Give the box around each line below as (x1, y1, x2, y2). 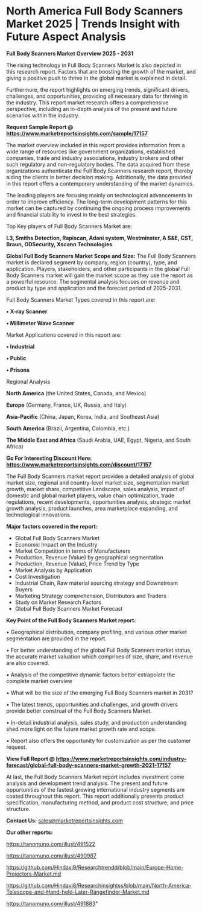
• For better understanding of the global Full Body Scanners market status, (6, 646, 192, 654)
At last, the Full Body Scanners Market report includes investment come (6, 773, 185, 780)
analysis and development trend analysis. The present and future (6, 780, 168, 787)
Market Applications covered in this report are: (6, 331, 122, 339)
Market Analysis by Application (14, 566, 92, 574)
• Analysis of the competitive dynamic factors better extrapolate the (6, 671, 175, 678)
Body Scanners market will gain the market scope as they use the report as (6, 272, 193, 279)
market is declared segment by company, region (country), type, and (6, 258, 177, 266)
